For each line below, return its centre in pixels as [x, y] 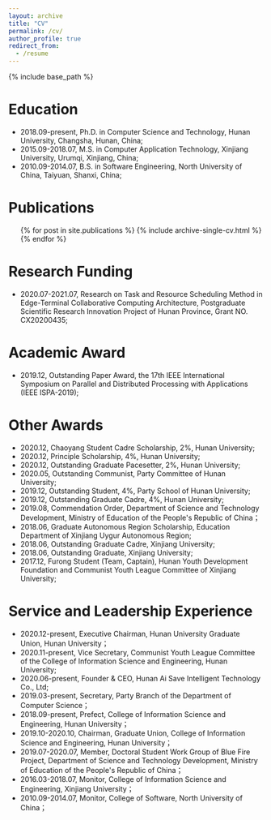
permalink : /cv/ [36, 31]
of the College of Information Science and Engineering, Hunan [124, 661]
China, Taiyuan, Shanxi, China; [71, 174]
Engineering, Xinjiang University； [77, 788]
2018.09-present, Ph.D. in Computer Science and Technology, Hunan [135, 131]
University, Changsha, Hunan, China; [81, 140]
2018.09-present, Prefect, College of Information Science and [123, 714]
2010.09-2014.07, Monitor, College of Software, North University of [131, 798]
